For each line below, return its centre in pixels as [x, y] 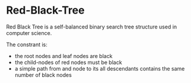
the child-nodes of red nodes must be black [69, 62]
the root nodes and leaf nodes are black [63, 56]
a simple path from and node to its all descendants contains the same [100, 68]
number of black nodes [43, 75]
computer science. [29, 33]
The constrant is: [27, 44]
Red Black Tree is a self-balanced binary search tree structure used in [92, 27]
